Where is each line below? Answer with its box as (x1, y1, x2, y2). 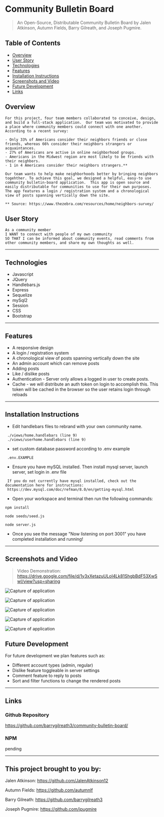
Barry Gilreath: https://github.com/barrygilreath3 (5, 797, 103, 803)
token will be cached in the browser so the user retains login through (12, 386, 150, 392)
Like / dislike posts (12, 371, 50, 377)
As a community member (5, 228, 51, 233)
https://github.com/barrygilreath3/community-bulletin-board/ (5, 722, 128, 728)
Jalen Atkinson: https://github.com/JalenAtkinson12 (5, 778, 108, 784)
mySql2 (12, 297, 28, 303)
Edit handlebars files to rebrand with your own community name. (12, 423, 143, 429)
